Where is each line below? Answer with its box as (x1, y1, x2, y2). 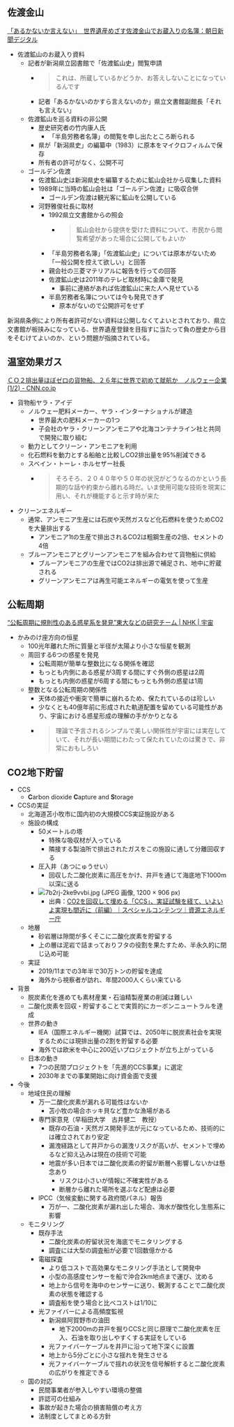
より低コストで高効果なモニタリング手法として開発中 (48, 1264, 201, 1272)
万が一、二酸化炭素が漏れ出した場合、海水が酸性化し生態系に (48, 1203, 226, 1211)
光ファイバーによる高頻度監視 (38, 1308, 124, 1316)
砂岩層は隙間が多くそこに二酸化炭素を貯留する (38, 932, 173, 940)
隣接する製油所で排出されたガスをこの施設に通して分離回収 (48, 845, 219, 853)
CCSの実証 (17, 801, 49, 810)
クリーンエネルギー (17, 506, 73, 515)
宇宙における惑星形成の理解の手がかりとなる (49, 711, 179, 720)
